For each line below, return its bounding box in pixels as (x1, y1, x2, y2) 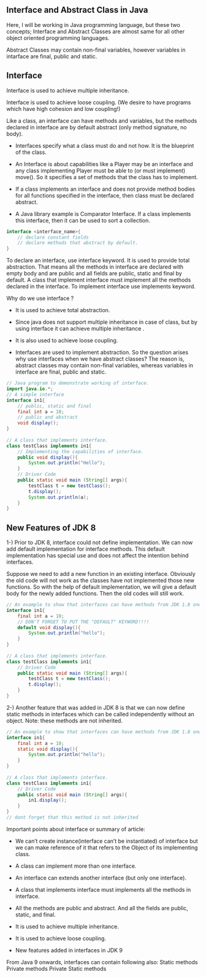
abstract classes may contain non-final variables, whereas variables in (15, 362, 193, 369)
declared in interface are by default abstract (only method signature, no (6, 123, 187, 131)
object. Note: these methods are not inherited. (6, 717, 123, 724)
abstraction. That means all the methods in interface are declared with (6, 263, 184, 270)
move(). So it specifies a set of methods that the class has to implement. (15, 173, 198, 180)
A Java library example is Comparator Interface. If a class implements (15, 210, 191, 217)
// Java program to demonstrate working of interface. (6, 380, 150, 386)
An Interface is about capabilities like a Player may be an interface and (15, 160, 193, 167)
